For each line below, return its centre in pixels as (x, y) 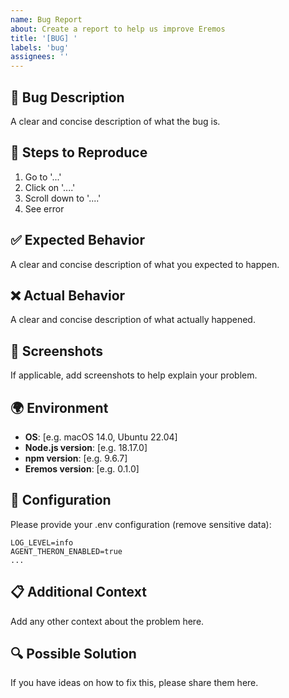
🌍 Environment (59, 407)
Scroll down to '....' (63, 198)
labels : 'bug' (40, 47)
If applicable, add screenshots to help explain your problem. (134, 375)
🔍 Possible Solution (73, 654)
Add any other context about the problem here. (107, 621)
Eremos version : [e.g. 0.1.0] (82, 469)
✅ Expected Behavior (78, 240)
